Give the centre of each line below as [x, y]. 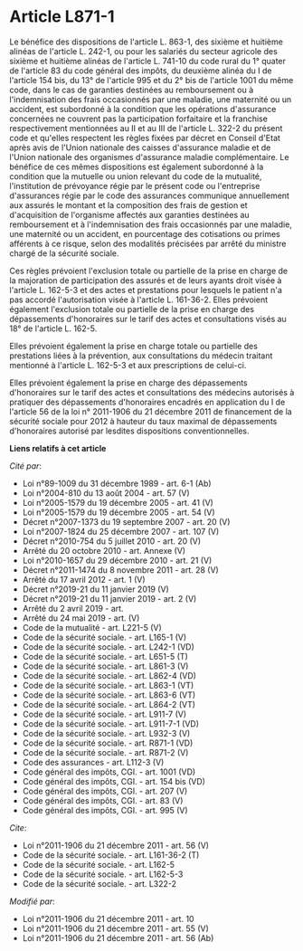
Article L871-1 [62, 17]
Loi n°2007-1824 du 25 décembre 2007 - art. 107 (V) [121, 531]
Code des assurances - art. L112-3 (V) [93, 762]
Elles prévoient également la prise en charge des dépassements [129, 383]
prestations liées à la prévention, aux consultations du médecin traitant [141, 356]
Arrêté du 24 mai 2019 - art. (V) [81, 618]
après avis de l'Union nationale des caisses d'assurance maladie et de [140, 147]
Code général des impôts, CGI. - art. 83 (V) [103, 800]
